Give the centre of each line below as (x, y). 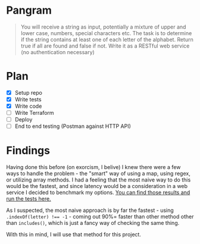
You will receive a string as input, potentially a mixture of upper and (103, 27)
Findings (28, 151)
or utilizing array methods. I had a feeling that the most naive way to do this (99, 180)
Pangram (29, 10)
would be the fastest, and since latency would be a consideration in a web (97, 186)
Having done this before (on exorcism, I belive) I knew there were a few (93, 167)
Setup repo (29, 92)
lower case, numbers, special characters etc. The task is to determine (106, 33)
